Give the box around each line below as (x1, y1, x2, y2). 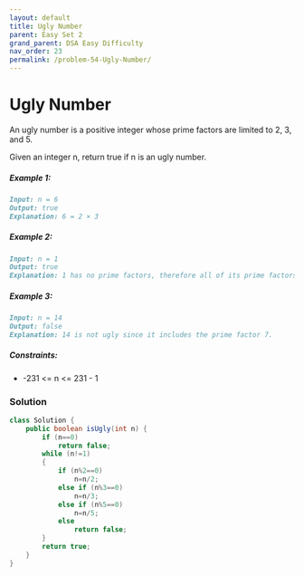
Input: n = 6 (9, 195, 59, 204)
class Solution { (9, 416, 75, 425)
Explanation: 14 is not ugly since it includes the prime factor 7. (9, 330, 273, 340)
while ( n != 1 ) (42, 449, 91, 458)
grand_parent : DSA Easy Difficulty (9, 38, 144, 48)
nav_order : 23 (9, 47, 63, 56)
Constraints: (9, 350, 58, 360)
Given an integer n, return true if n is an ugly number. (9, 151, 206, 162)
